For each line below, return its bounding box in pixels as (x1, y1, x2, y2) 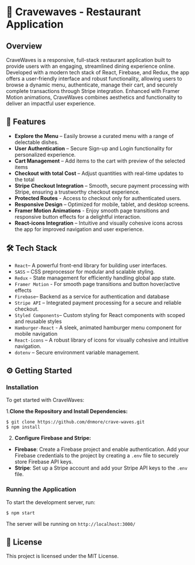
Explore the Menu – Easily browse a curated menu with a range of (14, 132, 174, 139)
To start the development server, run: (6, 498, 95, 505)
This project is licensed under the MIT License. (6, 553, 119, 560)
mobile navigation (14, 330, 58, 337)
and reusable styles (14, 318, 62, 325)
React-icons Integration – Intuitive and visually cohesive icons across (14, 219, 183, 226)
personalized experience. (14, 151, 76, 158)
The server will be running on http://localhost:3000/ (6, 520, 136, 527)
